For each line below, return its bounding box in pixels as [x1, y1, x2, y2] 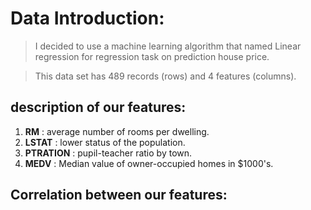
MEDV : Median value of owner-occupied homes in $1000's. [24, 157, 274, 169]
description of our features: [10, 99, 187, 116]
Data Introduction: [10, 7, 165, 30]
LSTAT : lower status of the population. [24, 136, 186, 148]
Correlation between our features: [10, 187, 228, 204]
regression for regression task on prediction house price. [34, 50, 270, 62]
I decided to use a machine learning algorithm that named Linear [34, 40, 302, 52]
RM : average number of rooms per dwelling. [24, 125, 210, 137]
